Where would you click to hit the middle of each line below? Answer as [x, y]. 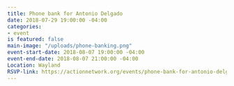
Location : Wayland [34, 65]
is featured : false [36, 40]
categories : [24, 26]
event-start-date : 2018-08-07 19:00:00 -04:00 [76, 53]
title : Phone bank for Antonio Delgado [65, 14]
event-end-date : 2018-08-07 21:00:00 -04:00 [73, 59]
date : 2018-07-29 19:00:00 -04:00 [57, 20]
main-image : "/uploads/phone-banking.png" [70, 46]
